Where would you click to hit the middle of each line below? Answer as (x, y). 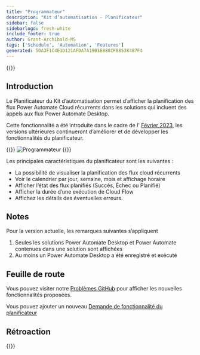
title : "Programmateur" (36, 12)
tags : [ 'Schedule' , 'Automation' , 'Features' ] (65, 45)
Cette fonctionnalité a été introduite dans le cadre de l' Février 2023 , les (95, 125)
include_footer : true (33, 34)
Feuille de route (36, 274)
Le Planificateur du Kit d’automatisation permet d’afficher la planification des (100, 101)
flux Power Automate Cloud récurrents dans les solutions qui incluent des (96, 107)
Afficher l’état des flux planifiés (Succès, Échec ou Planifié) (87, 185)
